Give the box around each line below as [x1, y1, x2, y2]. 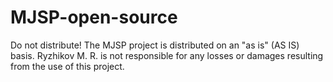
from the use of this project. [10, 60, 125, 72]
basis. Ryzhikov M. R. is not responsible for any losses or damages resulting [10, 49, 324, 61]
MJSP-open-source [10, 6, 178, 29]
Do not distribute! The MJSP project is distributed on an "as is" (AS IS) [10, 39, 300, 51]
